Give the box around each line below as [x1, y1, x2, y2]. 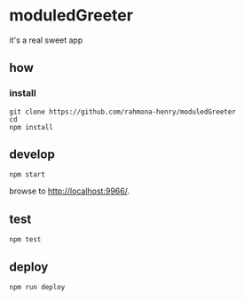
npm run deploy [9, 283, 66, 292]
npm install [9, 122, 53, 131]
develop [9, 147, 55, 162]
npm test [9, 235, 42, 244]
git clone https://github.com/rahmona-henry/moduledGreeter [9, 107, 237, 116]
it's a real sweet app [9, 35, 83, 45]
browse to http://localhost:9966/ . [9, 186, 130, 196]
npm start [9, 170, 46, 179]
